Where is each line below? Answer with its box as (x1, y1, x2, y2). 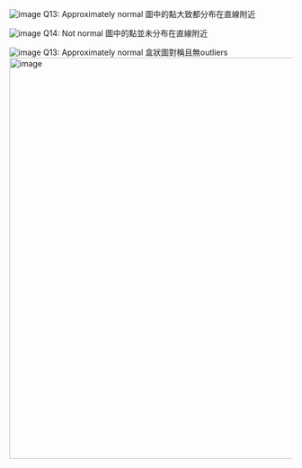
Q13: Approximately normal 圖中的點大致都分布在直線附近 (43, 9, 256, 19)
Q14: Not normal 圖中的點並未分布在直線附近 (43, 28, 209, 39)
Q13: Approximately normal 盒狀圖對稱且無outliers (43, 47, 228, 58)
